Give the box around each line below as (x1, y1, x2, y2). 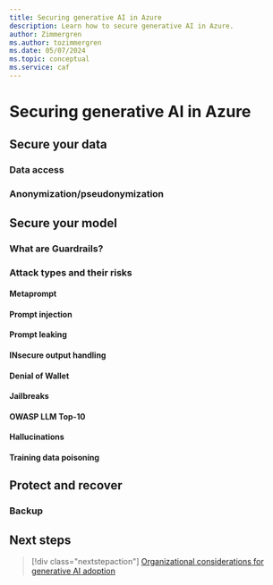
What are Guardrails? (9, 242, 104, 255)
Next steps (9, 532, 72, 547)
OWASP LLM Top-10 (9, 411, 86, 421)
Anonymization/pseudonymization (9, 188, 164, 200)
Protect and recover (9, 478, 123, 493)
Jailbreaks (9, 391, 49, 402)
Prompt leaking (9, 329, 67, 340)
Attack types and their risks (9, 266, 132, 278)
